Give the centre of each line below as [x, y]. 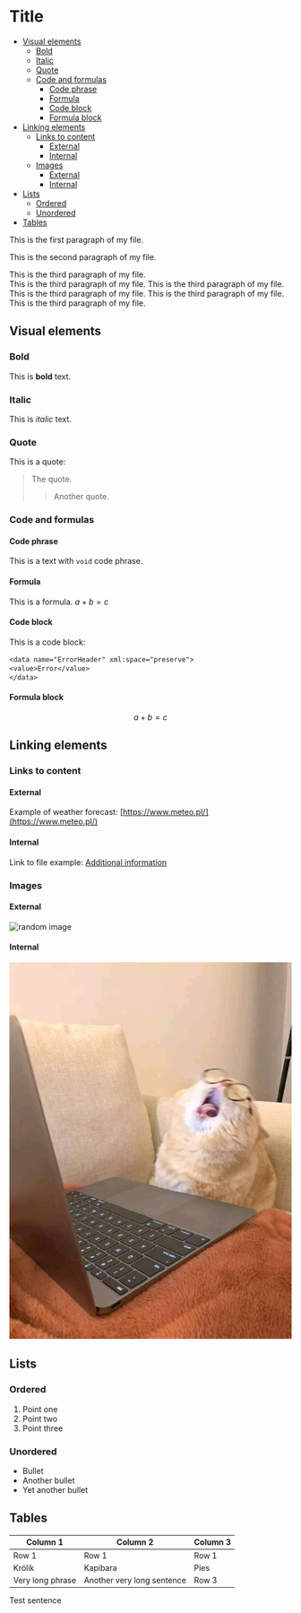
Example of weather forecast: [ [66, 812]
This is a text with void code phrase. [76, 561]
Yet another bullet [55, 1489]
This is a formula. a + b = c [59, 602]
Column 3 [212, 1542]
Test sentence [35, 1600]
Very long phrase [45, 1581]
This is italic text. [40, 419]
